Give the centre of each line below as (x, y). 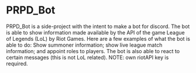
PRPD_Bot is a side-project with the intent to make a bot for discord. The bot (98, 26)
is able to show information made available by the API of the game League (96, 32)
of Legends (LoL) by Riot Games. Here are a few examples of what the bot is (98, 39)
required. (17, 63)
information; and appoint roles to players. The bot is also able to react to (93, 51)
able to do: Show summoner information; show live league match (84, 45)
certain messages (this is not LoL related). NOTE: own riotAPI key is (87, 57)
